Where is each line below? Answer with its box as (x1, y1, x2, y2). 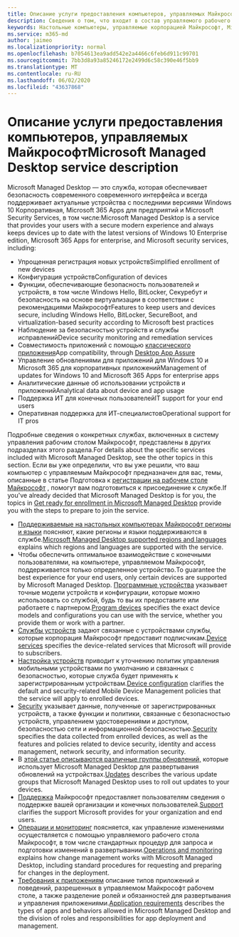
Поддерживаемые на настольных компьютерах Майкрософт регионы (17, 520, 231, 528)
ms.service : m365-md (7, 30, 69, 38)
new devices (17, 265, 55, 274)
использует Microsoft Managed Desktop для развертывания (17, 762, 199, 771)
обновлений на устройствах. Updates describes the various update (17, 770, 218, 779)
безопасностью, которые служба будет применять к (17, 672, 179, 680)
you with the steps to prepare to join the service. (7, 506, 149, 515)
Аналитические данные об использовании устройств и (17, 379, 186, 387)
